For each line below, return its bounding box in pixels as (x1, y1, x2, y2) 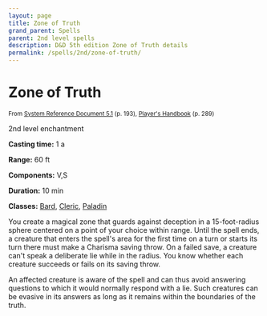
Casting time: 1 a (8, 139, 66, 149)
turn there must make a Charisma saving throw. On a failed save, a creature (8, 242, 257, 252)
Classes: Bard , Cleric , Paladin (8, 201, 107, 210)
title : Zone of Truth (8, 19, 81, 27)
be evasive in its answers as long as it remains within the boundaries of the (8, 291, 257, 301)
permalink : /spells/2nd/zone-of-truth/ (8, 49, 142, 57)
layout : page (8, 11, 52, 20)
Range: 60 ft (8, 154, 51, 164)
